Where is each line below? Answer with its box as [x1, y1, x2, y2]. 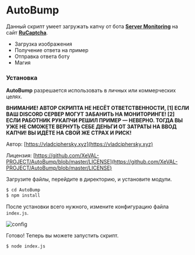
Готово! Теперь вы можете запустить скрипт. [6, 232, 119, 239]
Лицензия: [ [6, 152, 36, 159]
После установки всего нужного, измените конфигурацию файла [6, 203, 169, 210]
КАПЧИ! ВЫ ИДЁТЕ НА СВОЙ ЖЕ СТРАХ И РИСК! [6, 129, 132, 136]
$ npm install [6, 192, 41, 199]
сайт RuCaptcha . [6, 29, 48, 36]
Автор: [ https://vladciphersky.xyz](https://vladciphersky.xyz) [6, 141, 154, 148]
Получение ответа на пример [14, 46, 89, 53]
